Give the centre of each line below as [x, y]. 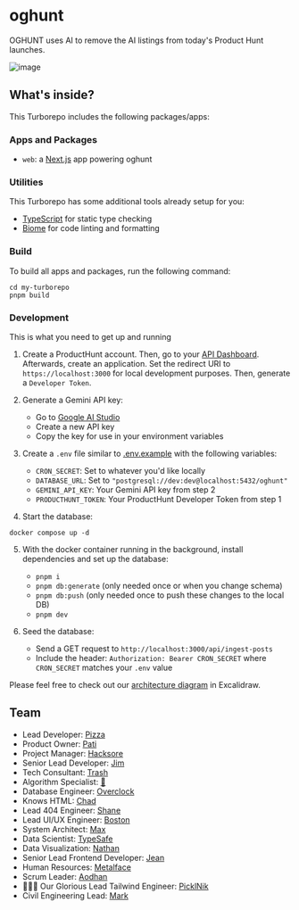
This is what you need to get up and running [90, 336]
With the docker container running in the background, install [133, 549]
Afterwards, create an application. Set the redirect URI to [126, 363]
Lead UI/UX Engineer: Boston [76, 819]
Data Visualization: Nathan [71, 848]
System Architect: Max [64, 829]
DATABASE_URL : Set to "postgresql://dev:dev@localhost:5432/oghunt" [162, 480]
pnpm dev [52, 615]
